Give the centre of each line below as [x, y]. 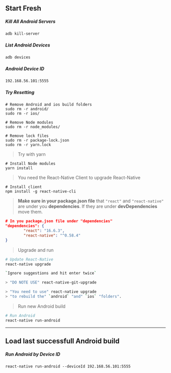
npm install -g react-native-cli [41, 192]
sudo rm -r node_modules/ [33, 127]
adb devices [18, 57]
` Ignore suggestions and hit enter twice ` [51, 273]
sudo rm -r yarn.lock [28, 145]
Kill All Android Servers [31, 21]
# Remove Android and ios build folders [49, 105]
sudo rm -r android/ [27, 109]
